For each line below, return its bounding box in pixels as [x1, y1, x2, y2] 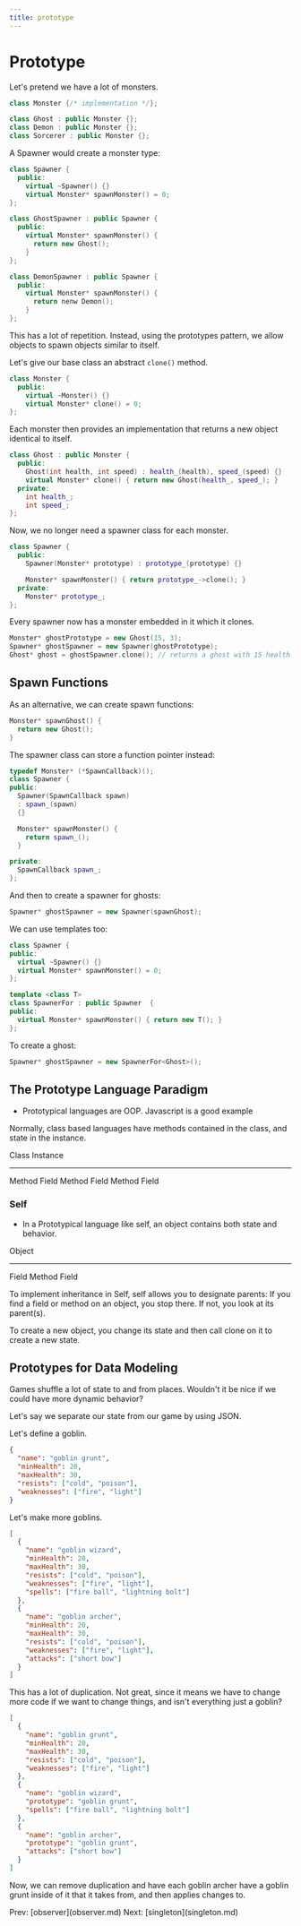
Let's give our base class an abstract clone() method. [9, 357, 209, 367]
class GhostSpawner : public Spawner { [9, 214, 159, 224]
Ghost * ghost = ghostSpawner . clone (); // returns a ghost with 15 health [9, 650, 291, 659]
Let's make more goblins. [9, 1511, 103, 1523]
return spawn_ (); [25, 832, 90, 842]
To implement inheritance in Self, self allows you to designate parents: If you [9, 1288, 291, 1299]
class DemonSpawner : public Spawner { [9, 272, 159, 281]
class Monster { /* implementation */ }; [9, 99, 159, 107]
